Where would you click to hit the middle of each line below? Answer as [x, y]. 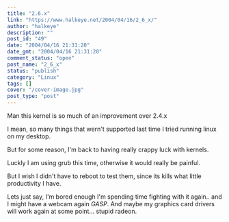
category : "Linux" [33, 77]
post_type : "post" [33, 97]
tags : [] [19, 84]
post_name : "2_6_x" [35, 64]
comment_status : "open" [41, 58]
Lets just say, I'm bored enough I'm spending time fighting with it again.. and [114, 197]
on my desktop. [29, 136]
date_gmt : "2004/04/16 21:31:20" [55, 52]
